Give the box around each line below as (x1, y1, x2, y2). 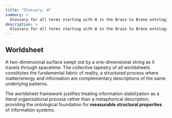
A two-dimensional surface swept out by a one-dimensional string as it (5, 59, 155, 65)
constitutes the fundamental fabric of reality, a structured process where (5, 69, 159, 76)
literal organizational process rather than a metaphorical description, (5, 96, 150, 102)
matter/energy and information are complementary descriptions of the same (5, 75, 166, 81)
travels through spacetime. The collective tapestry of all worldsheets (5, 64, 150, 70)
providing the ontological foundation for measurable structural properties (5, 101, 162, 107)
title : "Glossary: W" (5, 7, 52, 13)
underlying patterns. (5, 80, 49, 87)
